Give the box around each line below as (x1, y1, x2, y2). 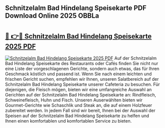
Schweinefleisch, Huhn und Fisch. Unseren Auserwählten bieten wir (5, 97, 143, 103)
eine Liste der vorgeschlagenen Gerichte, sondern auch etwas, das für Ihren (5, 66, 160, 71)
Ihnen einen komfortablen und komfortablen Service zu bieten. (5, 118, 132, 124)
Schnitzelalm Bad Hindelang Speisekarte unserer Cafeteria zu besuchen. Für (5, 81, 160, 87)
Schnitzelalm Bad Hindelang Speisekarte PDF (5, 4, 147, 12)
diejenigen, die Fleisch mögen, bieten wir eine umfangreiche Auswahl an (5, 87, 152, 93)
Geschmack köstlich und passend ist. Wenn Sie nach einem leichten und (5, 71, 152, 77)
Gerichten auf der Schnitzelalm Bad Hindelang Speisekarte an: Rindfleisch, (5, 92, 156, 97)
